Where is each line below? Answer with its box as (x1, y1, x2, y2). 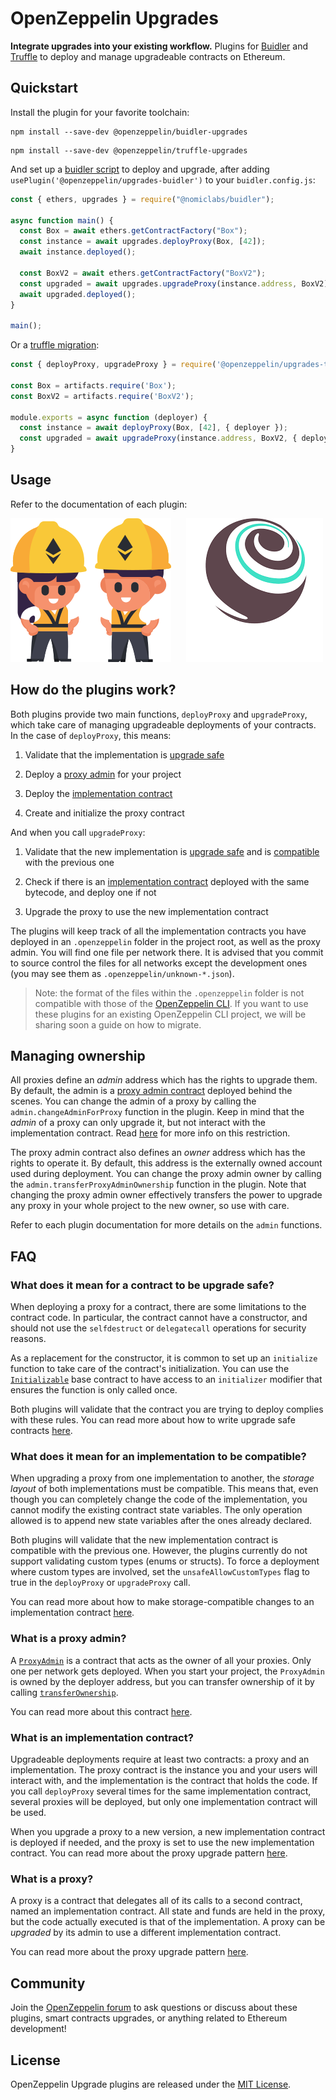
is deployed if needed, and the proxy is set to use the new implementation (10, 1837, 315, 1849)
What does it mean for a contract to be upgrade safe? (10, 1278, 275, 1292)
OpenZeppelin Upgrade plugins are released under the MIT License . (10, 2078, 292, 2090)
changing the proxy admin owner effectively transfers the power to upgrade (10, 1189, 323, 1201)
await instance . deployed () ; (19, 247, 137, 257)
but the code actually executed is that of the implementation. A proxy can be (10, 1916, 326, 1928)
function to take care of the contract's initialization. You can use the (10, 1363, 290, 1375)
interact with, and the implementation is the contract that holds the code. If (10, 1775, 318, 1787)
